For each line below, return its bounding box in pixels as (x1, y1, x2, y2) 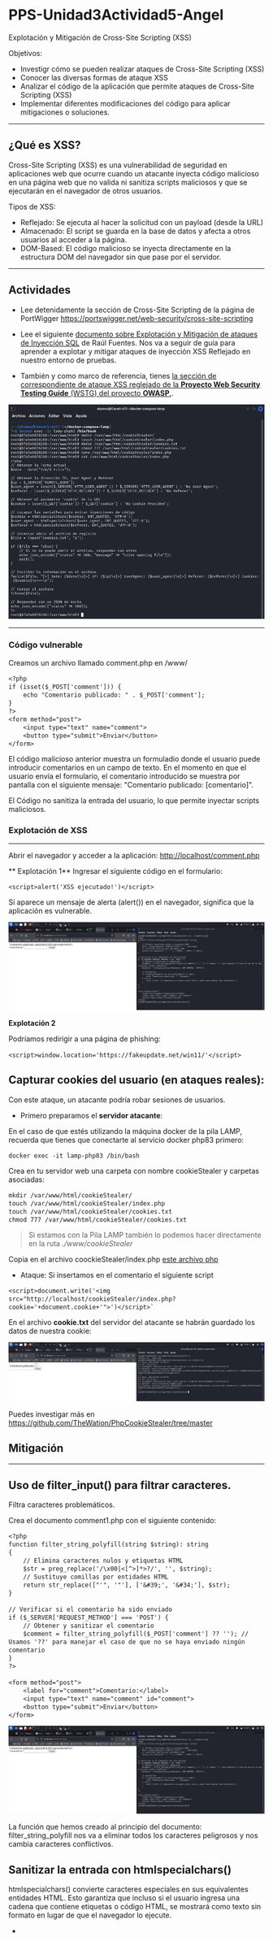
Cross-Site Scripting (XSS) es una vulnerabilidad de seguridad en (8, 160, 227, 170)
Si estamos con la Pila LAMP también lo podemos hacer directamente (28, 1230, 262, 1240)
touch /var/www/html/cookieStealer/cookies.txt (8, 1207, 173, 1216)
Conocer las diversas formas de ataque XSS (19, 72, 169, 82)
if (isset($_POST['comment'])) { (8, 683, 122, 691)
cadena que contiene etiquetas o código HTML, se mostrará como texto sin (8, 1901, 262, 1911)
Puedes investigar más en (8, 1409, 95, 1419)
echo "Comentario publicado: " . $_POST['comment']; (23, 691, 206, 699)
